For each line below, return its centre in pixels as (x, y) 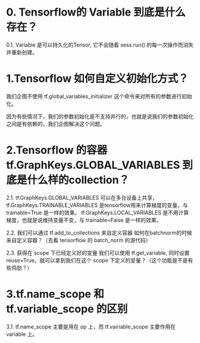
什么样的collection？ (78, 180)
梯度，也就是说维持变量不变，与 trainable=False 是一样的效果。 (84, 220)
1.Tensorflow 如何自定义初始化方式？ (97, 79)
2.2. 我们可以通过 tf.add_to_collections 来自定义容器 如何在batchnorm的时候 (99, 233)
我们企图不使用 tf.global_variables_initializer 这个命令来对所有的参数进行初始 (99, 96)
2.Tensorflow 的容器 (57, 150)
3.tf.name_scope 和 (55, 294)
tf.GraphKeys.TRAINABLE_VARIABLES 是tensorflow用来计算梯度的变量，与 (97, 205)
